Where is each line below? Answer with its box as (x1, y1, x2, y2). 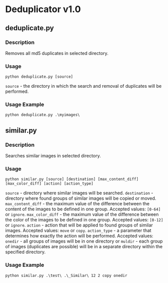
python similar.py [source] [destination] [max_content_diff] (5, 177, 139, 182)
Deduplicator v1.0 (5, 4, 81, 15)
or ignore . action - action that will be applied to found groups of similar (5, 222, 153, 228)
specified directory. (5, 249, 46, 255)
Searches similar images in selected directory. (5, 153, 101, 159)
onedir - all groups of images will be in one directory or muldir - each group (5, 238, 163, 244)
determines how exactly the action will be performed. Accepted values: (5, 233, 154, 239)
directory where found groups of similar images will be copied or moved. (5, 195, 156, 201)
